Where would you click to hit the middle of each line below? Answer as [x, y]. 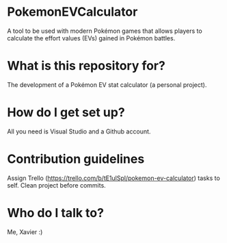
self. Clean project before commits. [56, 185]
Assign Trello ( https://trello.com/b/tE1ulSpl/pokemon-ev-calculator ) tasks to [113, 178]
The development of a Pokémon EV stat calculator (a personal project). [107, 85]
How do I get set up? [66, 113]
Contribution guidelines [76, 159]
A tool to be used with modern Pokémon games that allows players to [105, 31]
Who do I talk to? [56, 213]
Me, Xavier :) [25, 232]
